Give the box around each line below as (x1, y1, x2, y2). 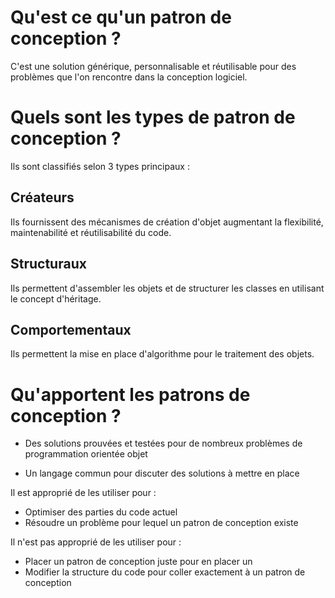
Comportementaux (10, 321, 132, 338)
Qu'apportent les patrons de (10, 383, 251, 406)
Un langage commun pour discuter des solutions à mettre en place (24, 467, 300, 480)
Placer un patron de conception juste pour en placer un (24, 556, 253, 568)
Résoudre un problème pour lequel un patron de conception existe (24, 517, 299, 529)
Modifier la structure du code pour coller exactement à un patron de (24, 566, 306, 578)
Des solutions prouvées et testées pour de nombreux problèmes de (24, 437, 303, 450)
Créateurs (10, 189, 75, 206)
